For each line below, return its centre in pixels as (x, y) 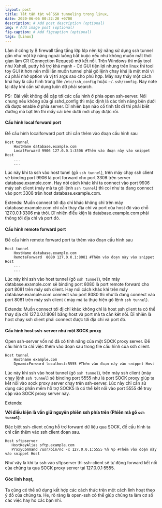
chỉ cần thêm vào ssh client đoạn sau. (43, 432)
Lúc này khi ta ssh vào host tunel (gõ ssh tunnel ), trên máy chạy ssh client (79, 172)
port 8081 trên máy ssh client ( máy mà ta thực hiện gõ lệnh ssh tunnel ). (77, 300)
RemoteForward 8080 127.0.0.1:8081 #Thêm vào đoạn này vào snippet (84, 257)
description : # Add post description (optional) (55, 23)
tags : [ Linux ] (19, 37)
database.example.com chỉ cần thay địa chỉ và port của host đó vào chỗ (77, 208)
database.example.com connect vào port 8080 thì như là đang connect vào (80, 295)
